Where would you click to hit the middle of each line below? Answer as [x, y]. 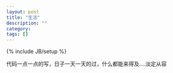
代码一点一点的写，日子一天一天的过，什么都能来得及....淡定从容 [86, 64]
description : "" [27, 23]
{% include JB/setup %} [36, 51]
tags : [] [17, 34]
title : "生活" [23, 17]
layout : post [23, 12]
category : [19, 29]
